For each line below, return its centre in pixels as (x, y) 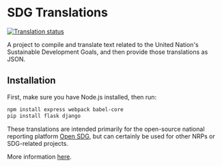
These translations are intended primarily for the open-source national (106, 129)
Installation (31, 81)
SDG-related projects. (38, 143)
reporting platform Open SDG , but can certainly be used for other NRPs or (111, 136)
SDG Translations (57, 13)
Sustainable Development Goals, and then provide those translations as (108, 52)
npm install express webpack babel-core (66, 109)
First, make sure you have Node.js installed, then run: (82, 97)
